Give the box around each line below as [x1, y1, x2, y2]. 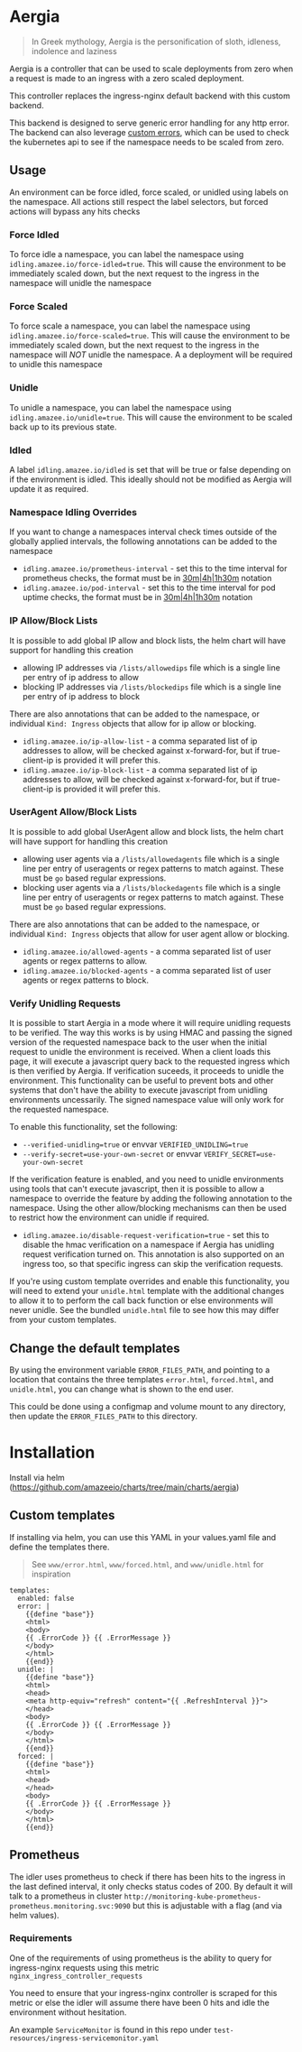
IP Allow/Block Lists [9, 615, 98, 627]
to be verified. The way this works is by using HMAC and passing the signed [9, 1027, 293, 1039]
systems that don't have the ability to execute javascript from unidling [9, 1085, 268, 1095]
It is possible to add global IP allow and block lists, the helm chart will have [9, 634, 287, 646]
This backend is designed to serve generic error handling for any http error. [9, 117, 290, 128]
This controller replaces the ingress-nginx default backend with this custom [9, 90, 290, 101]
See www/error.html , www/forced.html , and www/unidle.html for [31, 1558, 264, 1569]
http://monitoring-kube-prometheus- [124, 1892, 262, 1901]
